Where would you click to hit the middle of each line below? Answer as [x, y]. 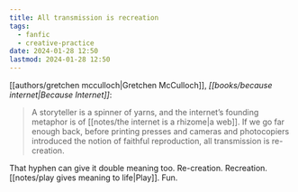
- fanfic [34, 34]
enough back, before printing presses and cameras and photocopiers [160, 131]
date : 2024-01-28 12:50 [54, 51]
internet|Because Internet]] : [61, 95]
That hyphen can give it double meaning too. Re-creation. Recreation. [139, 168]
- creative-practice [56, 43]
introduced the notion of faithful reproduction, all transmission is [150, 141]
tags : [19, 26]
